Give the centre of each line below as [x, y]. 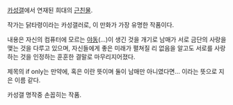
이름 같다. [27, 80]
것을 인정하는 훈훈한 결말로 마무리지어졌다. [78, 57]
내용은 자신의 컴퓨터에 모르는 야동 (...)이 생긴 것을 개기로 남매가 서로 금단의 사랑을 [117, 39]
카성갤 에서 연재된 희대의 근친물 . [50, 10]
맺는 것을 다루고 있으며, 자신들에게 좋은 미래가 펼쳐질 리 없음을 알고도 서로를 [110, 48]
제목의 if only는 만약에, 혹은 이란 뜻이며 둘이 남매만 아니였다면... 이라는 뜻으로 [112, 71]
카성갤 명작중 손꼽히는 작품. [45, 95]
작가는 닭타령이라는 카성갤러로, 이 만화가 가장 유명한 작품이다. [91, 25]
